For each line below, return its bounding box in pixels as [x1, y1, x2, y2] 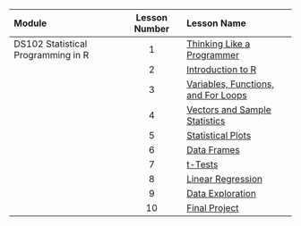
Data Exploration [186, 188, 257, 199]
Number [133, 22, 170, 35]
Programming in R [13, 49, 90, 61]
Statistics [186, 115, 226, 127]
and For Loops [186, 89, 248, 101]
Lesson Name [186, 17, 246, 29]
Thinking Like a [186, 38, 251, 50]
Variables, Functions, [186, 78, 275, 90]
